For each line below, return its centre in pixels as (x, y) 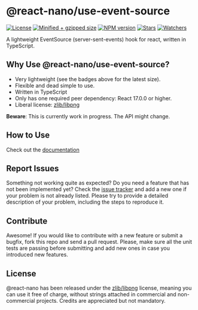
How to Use (28, 135)
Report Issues (33, 169)
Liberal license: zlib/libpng (47, 105)
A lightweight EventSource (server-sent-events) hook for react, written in (96, 39)
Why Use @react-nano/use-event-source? (88, 65)
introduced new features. (37, 255)
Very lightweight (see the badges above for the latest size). (88, 79)
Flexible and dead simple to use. (55, 85)
